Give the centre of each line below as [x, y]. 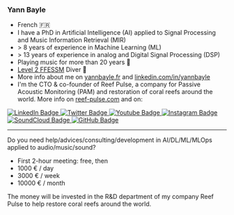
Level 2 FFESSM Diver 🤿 [52, 70]
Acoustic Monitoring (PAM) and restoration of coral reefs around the [115, 92]
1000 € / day [36, 168]
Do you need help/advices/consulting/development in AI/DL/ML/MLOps [110, 140]
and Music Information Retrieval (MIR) [72, 40]
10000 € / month [41, 183]
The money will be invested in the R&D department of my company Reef [110, 197]
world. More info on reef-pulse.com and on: [80, 99]
